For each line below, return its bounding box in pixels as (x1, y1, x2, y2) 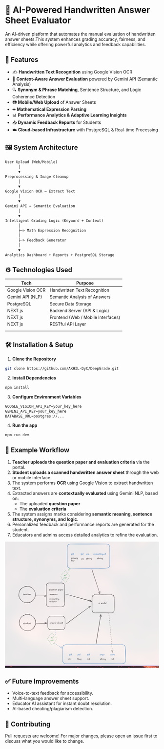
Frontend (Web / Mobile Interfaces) (49, 314, 121, 320)
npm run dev (5, 432, 29, 437)
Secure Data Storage (49, 301, 92, 306)
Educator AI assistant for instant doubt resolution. (12, 701, 112, 706)
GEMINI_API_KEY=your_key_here (5, 409, 67, 414)
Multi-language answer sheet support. (12, 695, 89, 702)
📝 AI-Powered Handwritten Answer (5, 4, 150, 16)
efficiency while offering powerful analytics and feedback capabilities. (5, 41, 146, 47)
